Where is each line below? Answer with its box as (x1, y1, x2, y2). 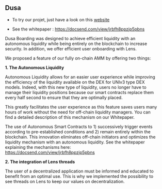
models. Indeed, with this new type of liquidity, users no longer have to (5, 84, 146, 90)
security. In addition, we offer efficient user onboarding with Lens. (5, 46, 137, 51)
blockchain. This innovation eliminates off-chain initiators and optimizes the (5, 134, 156, 140)
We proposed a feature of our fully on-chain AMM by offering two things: (5, 55, 151, 61)
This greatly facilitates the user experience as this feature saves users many (5, 104, 157, 110)
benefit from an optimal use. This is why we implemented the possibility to (5, 173, 154, 179)
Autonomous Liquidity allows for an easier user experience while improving (5, 74, 155, 79)
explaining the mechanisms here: (5, 144, 71, 150)
